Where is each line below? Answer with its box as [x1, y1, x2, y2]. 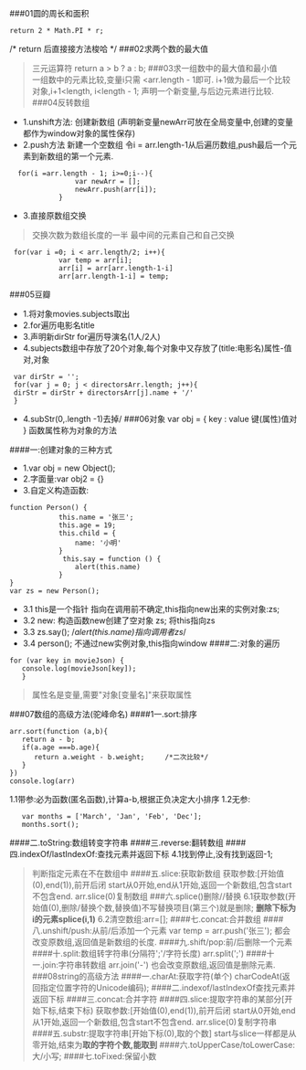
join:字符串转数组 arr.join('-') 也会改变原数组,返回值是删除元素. [42, 959, 276, 970]
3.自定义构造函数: [22, 485, 90, 495]
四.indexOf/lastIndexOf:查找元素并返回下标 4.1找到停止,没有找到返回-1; [9, 849, 273, 859]
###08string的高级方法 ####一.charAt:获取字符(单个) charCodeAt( [31, 971, 283, 981]
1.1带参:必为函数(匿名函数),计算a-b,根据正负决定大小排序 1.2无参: [9, 794, 251, 804]
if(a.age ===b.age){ [21, 743, 100, 752]
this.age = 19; [58, 521, 117, 530]
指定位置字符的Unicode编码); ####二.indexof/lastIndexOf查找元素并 [39, 982, 296, 993]
